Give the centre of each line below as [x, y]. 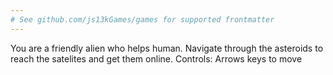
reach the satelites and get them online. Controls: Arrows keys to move [156, 58]
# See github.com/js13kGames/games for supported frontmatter [142, 19]
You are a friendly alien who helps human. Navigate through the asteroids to [167, 48]
